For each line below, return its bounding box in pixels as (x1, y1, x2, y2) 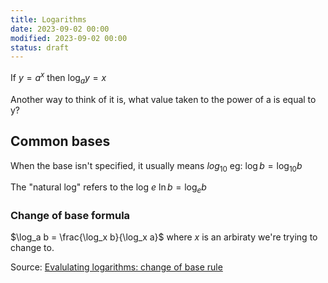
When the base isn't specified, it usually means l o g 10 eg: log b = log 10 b (10, 159, 303, 174)
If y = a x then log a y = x (10, 70, 107, 86)
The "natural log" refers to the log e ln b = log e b (10, 181, 207, 196)
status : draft (10, 42, 70, 53)
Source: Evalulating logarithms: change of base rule (10, 261, 223, 273)
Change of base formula (10, 209, 131, 223)
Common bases (10, 133, 111, 150)
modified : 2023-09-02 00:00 (10, 33, 128, 43)
